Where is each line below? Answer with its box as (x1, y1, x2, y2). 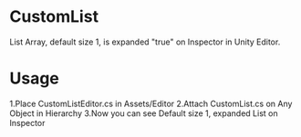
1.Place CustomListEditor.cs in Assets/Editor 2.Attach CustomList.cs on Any (9, 98, 293, 109)
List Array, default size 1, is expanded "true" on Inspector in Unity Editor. (9, 36, 281, 47)
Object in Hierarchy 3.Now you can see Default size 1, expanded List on (9, 107, 278, 119)
